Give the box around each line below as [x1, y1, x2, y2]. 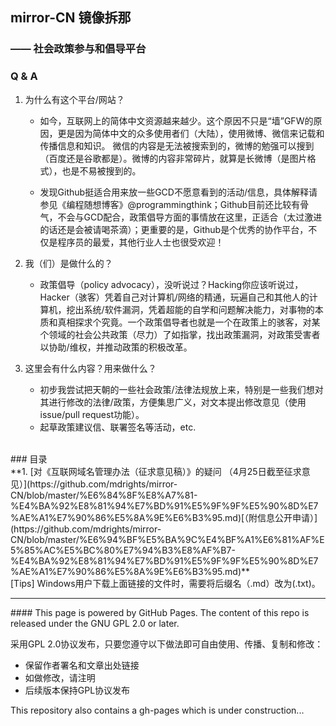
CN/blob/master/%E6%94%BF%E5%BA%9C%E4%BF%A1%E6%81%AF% [10, 533, 320, 545]
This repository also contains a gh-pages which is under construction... [10, 704, 305, 716]
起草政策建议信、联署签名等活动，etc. [39, 421, 197, 433]
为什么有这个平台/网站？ [24, 93, 125, 105]
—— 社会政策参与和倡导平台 [10, 42, 147, 56]
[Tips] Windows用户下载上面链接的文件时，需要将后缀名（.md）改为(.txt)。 [10, 577, 321, 589]
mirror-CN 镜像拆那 [10, 9, 132, 27]
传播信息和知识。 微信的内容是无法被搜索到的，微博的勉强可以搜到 [39, 139, 315, 152]
